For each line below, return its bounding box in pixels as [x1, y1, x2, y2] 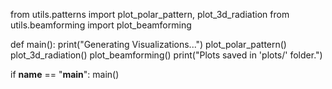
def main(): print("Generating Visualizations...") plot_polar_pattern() [10, 39, 287, 50]
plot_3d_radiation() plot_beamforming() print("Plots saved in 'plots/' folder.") [10, 49, 323, 61]
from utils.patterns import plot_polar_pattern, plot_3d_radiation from [10, 9, 290, 20]
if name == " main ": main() [10, 69, 120, 80]
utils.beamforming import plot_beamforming [10, 19, 192, 31]
